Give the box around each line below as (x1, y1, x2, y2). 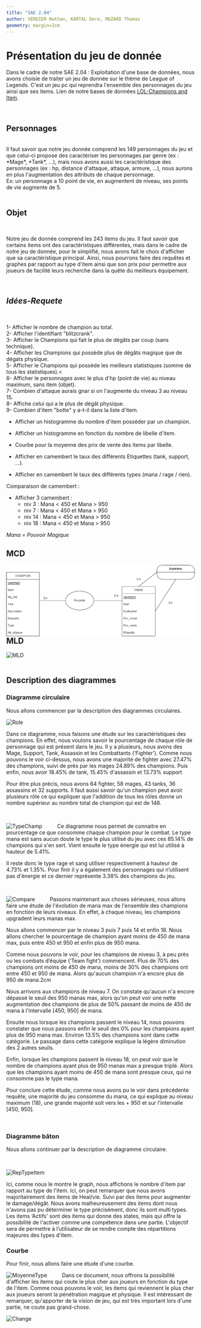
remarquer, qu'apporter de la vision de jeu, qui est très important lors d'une (6, 1297, 192, 1305)
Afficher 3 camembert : (14, 494, 73, 501)
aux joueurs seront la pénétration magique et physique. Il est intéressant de (6, 1291, 193, 1298)
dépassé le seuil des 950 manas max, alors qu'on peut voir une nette (6, 994, 176, 1001)
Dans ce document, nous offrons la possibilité (62, 1272, 175, 1279)
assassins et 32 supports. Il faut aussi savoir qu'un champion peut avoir (6, 786, 183, 794)
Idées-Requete (6, 296, 63, 306)
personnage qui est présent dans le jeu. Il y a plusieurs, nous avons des (6, 743, 182, 750)
